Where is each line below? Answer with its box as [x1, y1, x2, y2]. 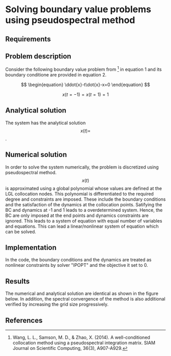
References [5, 316, 43, 324]
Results [5, 277, 30, 286]
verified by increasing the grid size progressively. [5, 302, 109, 308]
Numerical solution [5, 150, 67, 159]
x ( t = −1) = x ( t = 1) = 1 [62, 92, 109, 98]
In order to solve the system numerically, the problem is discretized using [5, 164, 159, 170]
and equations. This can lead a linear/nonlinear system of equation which [5, 223, 159, 229]
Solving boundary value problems [5, 4, 152, 15]
